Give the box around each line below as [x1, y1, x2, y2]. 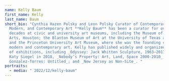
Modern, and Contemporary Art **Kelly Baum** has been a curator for [9, 26, 158, 31]
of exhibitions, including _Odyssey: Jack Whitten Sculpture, [9, 49, 143, 54]
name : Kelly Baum [5, 7, 41, 13]
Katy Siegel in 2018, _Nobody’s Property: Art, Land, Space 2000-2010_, [9, 54, 165, 59]
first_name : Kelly [5, 12, 43, 17]
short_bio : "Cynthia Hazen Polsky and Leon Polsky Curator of [5, 21, 138, 27]
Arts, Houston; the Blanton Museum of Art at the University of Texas [9, 36, 161, 41]
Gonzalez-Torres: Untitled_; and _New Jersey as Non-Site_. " [9, 59, 143, 64]
